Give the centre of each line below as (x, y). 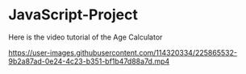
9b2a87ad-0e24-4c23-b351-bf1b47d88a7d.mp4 (89, 61)
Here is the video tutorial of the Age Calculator (85, 37)
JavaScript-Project (73, 15)
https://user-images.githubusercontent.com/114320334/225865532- (123, 52)
